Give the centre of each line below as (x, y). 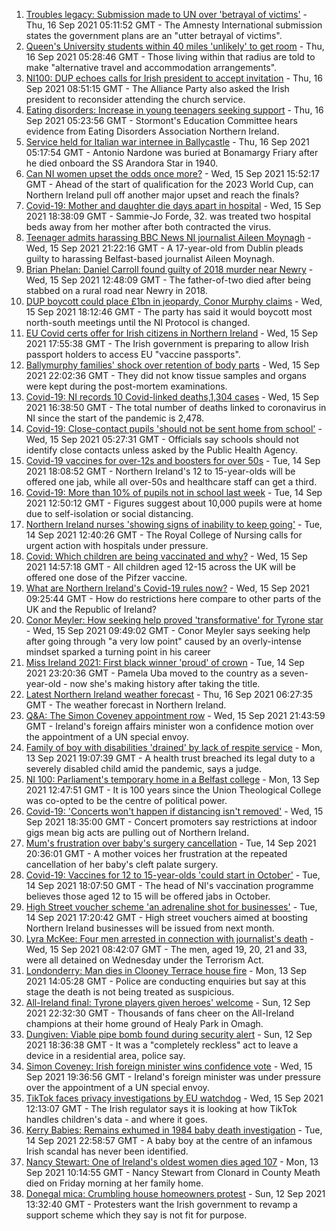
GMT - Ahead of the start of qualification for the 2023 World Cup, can (169, 184)
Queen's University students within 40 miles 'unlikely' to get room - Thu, (175, 46)
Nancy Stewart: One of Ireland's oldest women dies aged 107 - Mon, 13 (172, 1162)
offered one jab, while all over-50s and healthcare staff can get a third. (171, 482)
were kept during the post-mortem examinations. (126, 386)
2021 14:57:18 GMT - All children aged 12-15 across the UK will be (160, 567)
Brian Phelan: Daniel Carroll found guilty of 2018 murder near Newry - (169, 269)
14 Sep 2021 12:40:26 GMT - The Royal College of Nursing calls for (164, 535)
